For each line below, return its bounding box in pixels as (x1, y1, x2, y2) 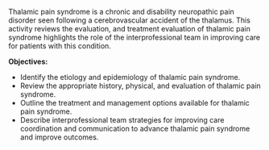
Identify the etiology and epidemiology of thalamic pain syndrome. (19, 73, 241, 81)
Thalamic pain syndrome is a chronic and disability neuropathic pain (8, 7, 235, 16)
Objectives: (8, 56, 48, 66)
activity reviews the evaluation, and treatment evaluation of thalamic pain (8, 24, 251, 33)
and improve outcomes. (19, 132, 99, 142)
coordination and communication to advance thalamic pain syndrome (19, 124, 250, 133)
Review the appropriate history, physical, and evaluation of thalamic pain (19, 81, 262, 90)
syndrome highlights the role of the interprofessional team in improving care (8, 32, 260, 42)
